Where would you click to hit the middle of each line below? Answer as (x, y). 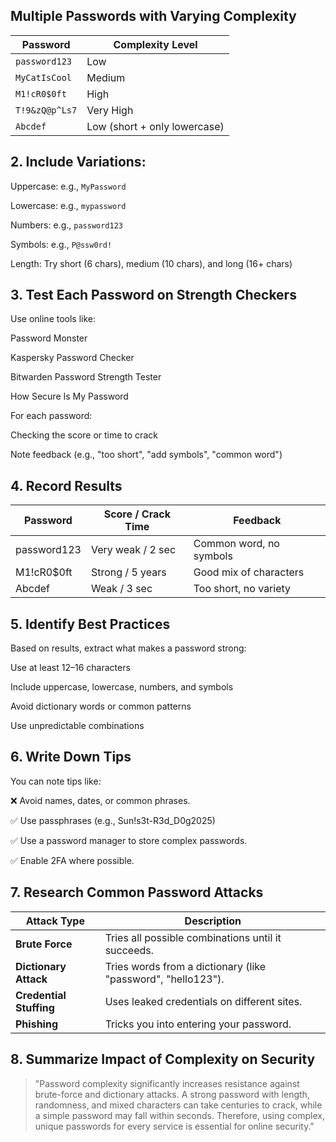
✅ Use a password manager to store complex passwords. (129, 840)
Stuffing (35, 1007)
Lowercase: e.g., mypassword (68, 205)
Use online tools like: (53, 319)
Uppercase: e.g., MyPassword (68, 186)
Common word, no (236, 544)
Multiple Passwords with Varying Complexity (153, 16)
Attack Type (55, 921)
